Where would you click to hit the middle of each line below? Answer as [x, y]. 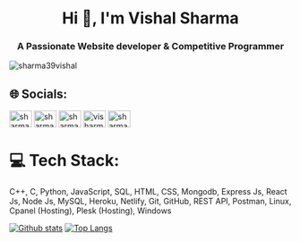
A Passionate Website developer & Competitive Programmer [150, 47]
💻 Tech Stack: [64, 161]
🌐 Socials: [39, 94]
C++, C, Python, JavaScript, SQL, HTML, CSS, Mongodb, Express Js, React [149, 192]
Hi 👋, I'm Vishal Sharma [150, 18]
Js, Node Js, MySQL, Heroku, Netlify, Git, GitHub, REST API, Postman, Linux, [150, 202]
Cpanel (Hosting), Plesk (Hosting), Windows [90, 211]
